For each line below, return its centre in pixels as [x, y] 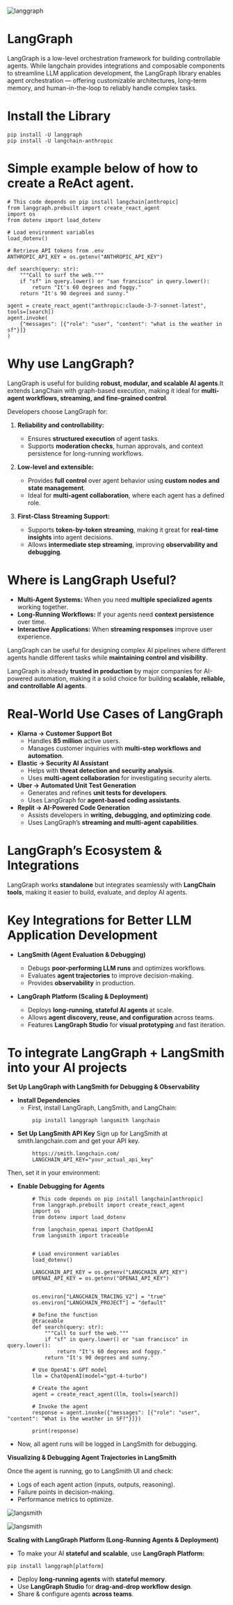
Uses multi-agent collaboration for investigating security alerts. [120, 777]
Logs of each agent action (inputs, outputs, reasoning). [96, 1485]
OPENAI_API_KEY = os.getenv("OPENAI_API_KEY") [101, 1278]
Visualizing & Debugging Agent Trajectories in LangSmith [92, 1458]
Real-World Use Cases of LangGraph [115, 714]
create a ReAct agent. [71, 183]
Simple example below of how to [103, 169]
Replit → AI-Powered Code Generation [74, 807]
